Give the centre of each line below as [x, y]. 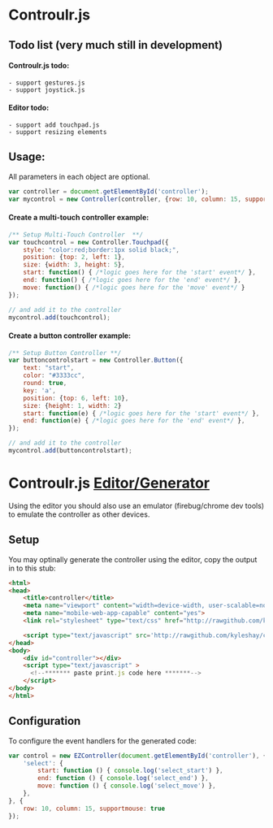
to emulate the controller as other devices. [79, 514]
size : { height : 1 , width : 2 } [72, 405]
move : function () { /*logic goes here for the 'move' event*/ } [134, 287]
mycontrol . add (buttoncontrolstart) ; [70, 451]
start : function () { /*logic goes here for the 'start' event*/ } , [139, 273]
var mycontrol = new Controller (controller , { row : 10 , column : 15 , [125, 199]
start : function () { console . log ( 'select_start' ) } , [130, 771]
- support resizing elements [58, 132]
